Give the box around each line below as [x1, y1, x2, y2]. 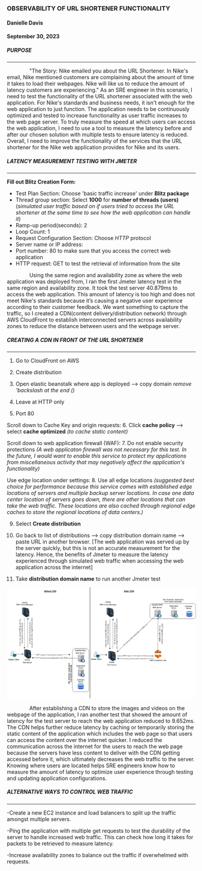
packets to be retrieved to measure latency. [7, 840, 114, 847]
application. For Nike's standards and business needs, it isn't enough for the [7, 99, 195, 106]
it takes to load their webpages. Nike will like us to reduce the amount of [7, 80, 185, 88]
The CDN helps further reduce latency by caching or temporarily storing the [7, 723, 194, 731]
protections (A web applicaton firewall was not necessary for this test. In [7, 446, 187, 453]
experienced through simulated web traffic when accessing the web [15, 557, 184, 564]
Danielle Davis [7, 19, 44, 26]
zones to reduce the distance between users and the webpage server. [7, 323, 180, 330]
